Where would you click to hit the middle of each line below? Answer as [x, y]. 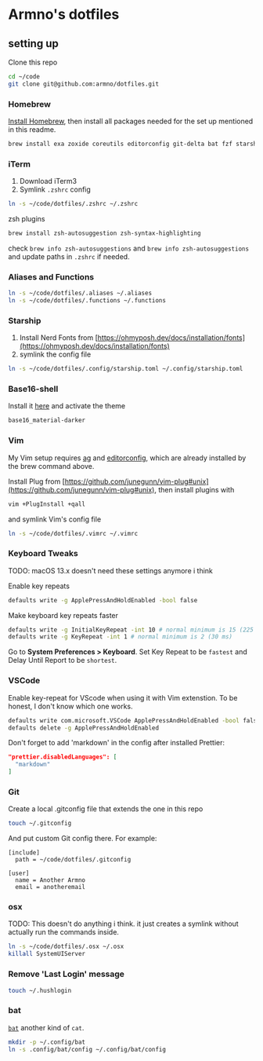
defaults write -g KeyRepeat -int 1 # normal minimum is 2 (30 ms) [121, 637]
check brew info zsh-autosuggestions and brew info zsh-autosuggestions [128, 248]
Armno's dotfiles [64, 15]
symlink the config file [55, 354]
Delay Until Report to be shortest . [63, 660]
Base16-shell [33, 389]
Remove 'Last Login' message [67, 974]
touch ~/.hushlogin [40, 990]
